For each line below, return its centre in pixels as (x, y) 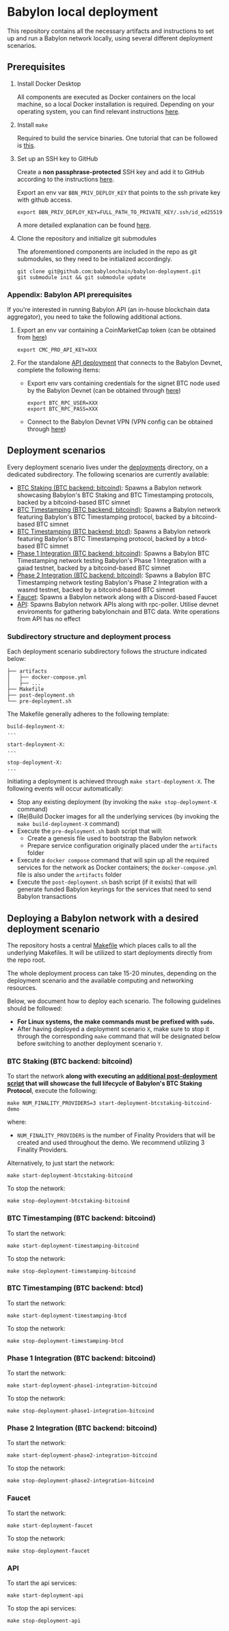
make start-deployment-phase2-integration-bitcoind (82, 1455)
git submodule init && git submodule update (81, 277)
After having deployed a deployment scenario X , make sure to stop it (113, 1028)
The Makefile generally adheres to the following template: (88, 714)
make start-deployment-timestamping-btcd (67, 1316)
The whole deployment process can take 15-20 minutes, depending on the (112, 973)
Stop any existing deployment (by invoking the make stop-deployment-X (117, 802)
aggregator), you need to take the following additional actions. (95, 317)
